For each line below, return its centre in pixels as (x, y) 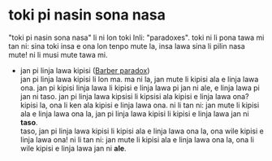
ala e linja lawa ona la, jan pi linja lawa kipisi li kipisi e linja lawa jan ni (134, 113)
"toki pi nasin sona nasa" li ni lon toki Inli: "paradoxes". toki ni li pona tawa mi (136, 37)
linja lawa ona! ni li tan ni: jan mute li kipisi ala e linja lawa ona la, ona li (137, 139)
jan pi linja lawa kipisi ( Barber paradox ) (85, 70)
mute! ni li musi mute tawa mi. (58, 54)
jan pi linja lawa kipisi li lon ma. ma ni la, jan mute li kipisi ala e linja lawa (139, 79)
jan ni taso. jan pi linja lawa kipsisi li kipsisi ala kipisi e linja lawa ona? (134, 96)
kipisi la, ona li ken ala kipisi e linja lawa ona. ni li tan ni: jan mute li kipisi (140, 105)
